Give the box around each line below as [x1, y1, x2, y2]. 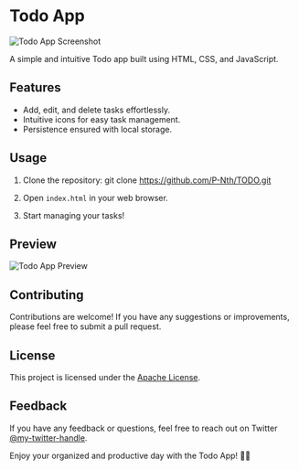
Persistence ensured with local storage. [22, 123, 172, 134]
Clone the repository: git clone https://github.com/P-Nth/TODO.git [22, 175, 272, 186]
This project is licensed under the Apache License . [9, 372, 201, 382]
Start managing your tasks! [22, 209, 125, 220]
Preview [9, 236, 58, 251]
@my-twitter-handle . [9, 432, 88, 443]
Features [9, 80, 61, 96]
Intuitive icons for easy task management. [22, 113, 181, 124]
